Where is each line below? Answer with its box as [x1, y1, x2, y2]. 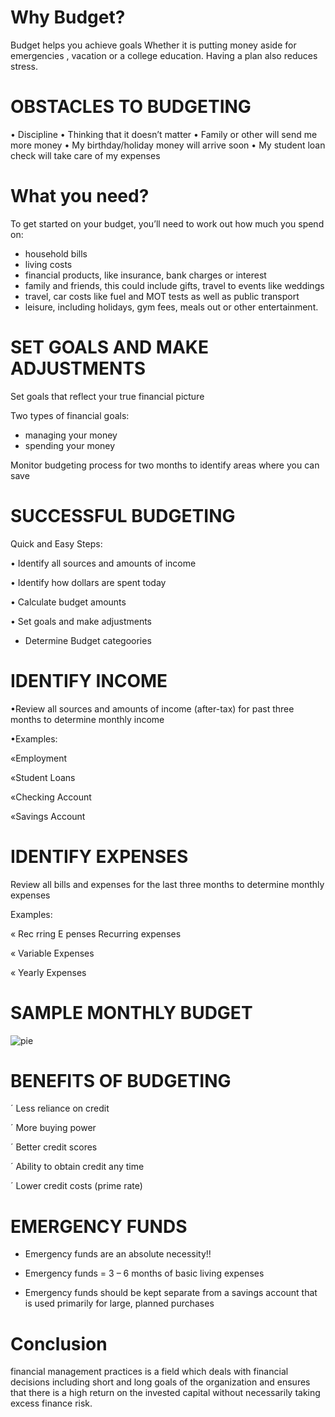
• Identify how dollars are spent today [10, 576, 167, 588]
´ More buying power [10, 1122, 97, 1134]
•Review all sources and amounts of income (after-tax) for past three [10, 702, 295, 715]
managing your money [24, 429, 118, 441]
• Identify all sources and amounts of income [10, 557, 197, 569]
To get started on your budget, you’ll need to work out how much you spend [10, 217, 325, 230]
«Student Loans [10, 771, 76, 783]
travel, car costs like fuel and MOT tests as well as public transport [24, 290, 300, 302]
